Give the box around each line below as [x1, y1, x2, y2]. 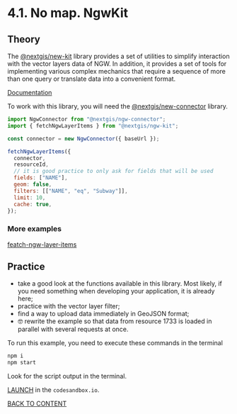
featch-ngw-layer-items [7, 240, 77, 249]
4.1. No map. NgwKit [7, 5, 129, 21]
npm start [7, 359, 37, 367]
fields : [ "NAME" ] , [13, 174, 69, 181]
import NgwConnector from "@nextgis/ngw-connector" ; [7, 116, 166, 123]
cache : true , [13, 201, 52, 208]
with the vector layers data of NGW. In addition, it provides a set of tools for [7, 60, 227, 68]
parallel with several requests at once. [17, 325, 129, 334]
